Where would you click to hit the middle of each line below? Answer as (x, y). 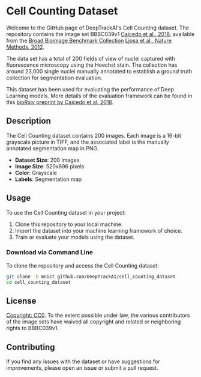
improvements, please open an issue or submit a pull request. (82, 368)
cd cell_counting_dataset (38, 282)
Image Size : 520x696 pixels (49, 166)
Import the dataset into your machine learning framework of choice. (99, 230)
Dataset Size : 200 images (47, 160)
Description (28, 121)
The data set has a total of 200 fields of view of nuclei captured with (91, 58)
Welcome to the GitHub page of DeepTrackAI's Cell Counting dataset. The (97, 28)
